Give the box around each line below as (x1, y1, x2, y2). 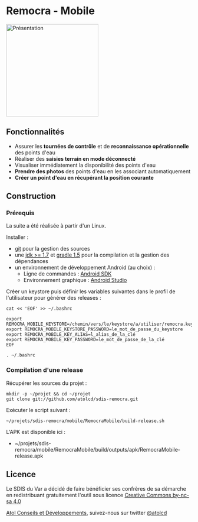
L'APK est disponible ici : (6, 428, 66, 435)
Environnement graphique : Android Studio (23, 277, 127, 284)
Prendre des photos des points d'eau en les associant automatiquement (14, 167, 191, 175)
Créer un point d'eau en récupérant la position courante (14, 174, 154, 181)
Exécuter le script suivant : (6, 406, 71, 413)
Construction (6, 191, 56, 202)
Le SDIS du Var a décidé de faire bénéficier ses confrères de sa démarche (6, 485, 187, 492)
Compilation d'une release (6, 366, 84, 374)
